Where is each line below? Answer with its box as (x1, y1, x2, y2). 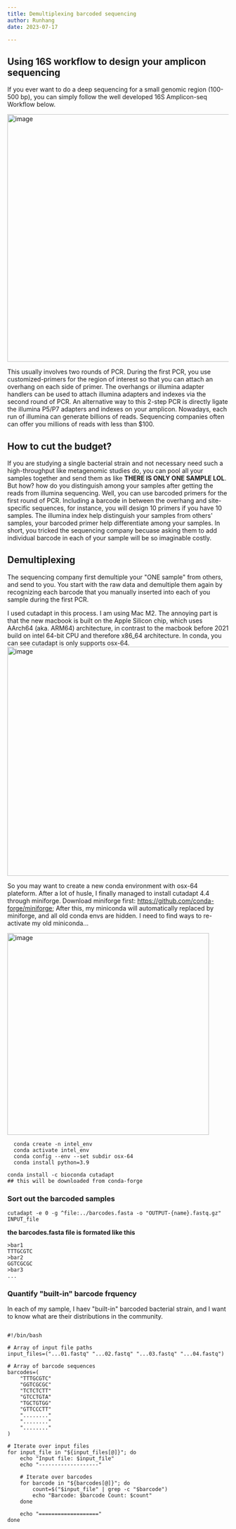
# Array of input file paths (7, 1345, 93, 1352)
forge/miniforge (7, 903, 53, 912)
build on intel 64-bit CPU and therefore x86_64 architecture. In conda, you (7, 631, 222, 640)
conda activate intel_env (13, 1146, 90, 1154)
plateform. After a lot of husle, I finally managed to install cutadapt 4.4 (7, 889, 210, 897)
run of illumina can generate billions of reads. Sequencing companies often (7, 412, 225, 421)
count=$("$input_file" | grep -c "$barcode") (32, 1486, 169, 1493)
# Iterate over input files (7, 1443, 90, 1450)
